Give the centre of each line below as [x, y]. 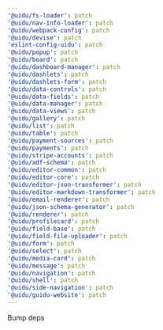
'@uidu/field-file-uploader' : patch [67, 237]
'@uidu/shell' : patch [43, 281]
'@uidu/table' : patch [43, 133]
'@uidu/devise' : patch [44, 38]
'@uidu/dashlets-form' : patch [57, 82]
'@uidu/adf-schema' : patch [52, 163]
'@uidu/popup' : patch [43, 52]
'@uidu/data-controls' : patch [57, 89]
